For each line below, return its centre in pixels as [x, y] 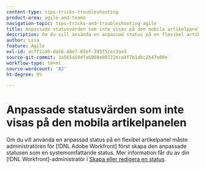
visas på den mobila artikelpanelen [97, 123]
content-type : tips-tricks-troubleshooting [63, 12]
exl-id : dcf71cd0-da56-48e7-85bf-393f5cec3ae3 [67, 52]
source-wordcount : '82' [37, 69]
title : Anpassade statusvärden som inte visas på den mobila [86, 29]
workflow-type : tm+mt [34, 63]
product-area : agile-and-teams [46, 18]
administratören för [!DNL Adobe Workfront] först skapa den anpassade [97, 146]
